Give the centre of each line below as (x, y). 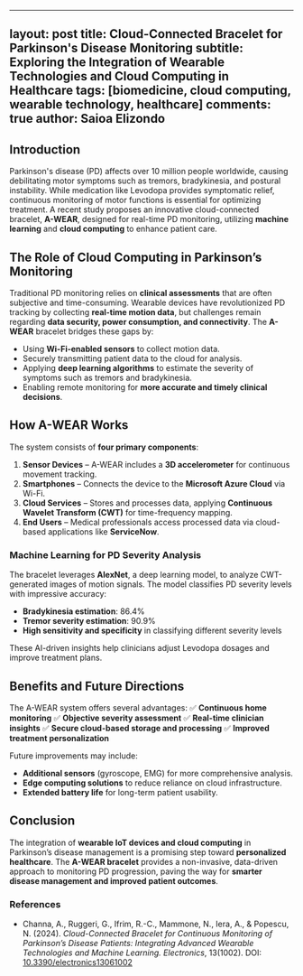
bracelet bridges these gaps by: (95, 331)
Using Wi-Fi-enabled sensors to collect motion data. (121, 349)
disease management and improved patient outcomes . (114, 880)
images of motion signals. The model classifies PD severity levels (170, 584)
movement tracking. (60, 474)
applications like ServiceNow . (104, 531)
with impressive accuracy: (58, 594)
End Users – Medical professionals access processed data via (138, 522)
